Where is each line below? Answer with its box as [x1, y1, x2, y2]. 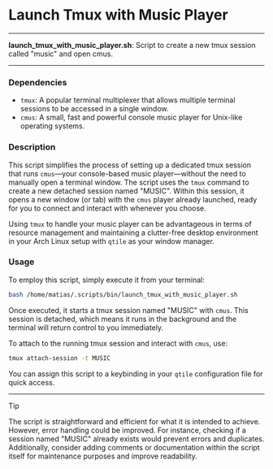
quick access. [8, 377, 55, 387]
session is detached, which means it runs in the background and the [8, 314, 237, 324]
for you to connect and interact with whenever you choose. [8, 203, 207, 213]
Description [8, 141, 56, 153]
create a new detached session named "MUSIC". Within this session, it [8, 185, 245, 196]
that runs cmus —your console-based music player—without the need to [8, 168, 246, 178]
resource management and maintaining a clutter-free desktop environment [8, 228, 258, 237]
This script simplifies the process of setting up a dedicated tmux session [8, 160, 252, 170]
